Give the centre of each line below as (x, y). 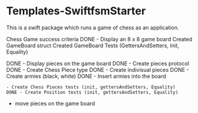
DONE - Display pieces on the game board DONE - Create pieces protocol (98, 63)
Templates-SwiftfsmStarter (76, 11)
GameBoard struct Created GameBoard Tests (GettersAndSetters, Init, (93, 45)
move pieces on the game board (55, 103)
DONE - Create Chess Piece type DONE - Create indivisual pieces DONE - (97, 69)
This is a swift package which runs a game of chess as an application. (93, 28)
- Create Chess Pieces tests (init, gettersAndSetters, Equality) (91, 87)
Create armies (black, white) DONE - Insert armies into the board (86, 76)
